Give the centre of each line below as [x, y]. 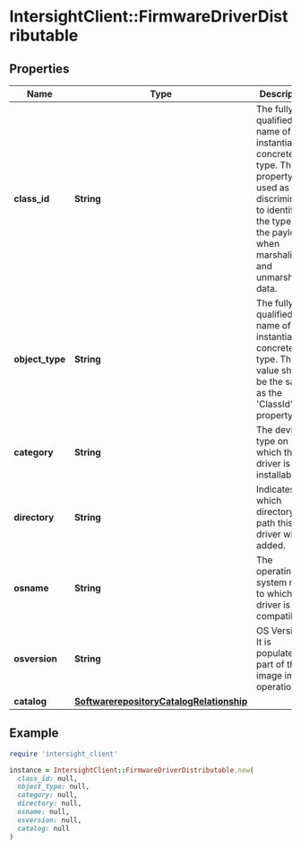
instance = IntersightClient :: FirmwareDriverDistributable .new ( [132, 770]
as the [269, 393]
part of [271, 664]
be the [270, 381]
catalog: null [43, 828]
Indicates [276, 489]
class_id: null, [47, 778]
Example [34, 733]
